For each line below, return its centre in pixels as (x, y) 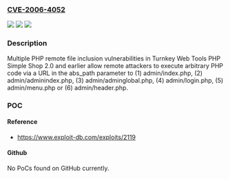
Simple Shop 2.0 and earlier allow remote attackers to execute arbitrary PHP (115, 65)
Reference (22, 122)
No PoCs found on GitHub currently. (58, 168)
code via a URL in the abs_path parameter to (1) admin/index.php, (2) (105, 73)
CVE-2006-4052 (36, 10)
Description (27, 43)
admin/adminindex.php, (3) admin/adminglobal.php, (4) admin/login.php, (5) (115, 80)
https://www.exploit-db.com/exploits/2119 (76, 137)
